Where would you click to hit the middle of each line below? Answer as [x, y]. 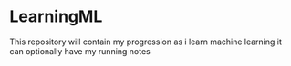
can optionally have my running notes [80, 51]
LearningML [56, 17]
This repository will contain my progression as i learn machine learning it [146, 42]
